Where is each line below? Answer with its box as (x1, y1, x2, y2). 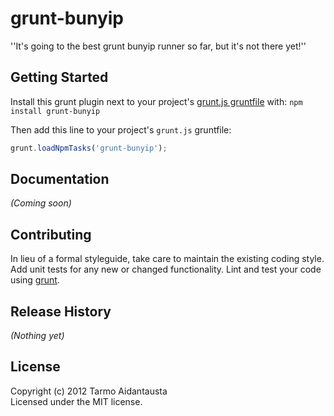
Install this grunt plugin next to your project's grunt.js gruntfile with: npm (10, 95, 303, 107)
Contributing (10, 226, 92, 243)
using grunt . (10, 274, 60, 286)
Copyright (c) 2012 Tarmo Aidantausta (10, 385, 168, 397)
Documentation (10, 171, 110, 188)
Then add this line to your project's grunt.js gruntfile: (10, 123, 232, 136)
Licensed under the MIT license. (10, 395, 143, 407)
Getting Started (10, 69, 109, 86)
